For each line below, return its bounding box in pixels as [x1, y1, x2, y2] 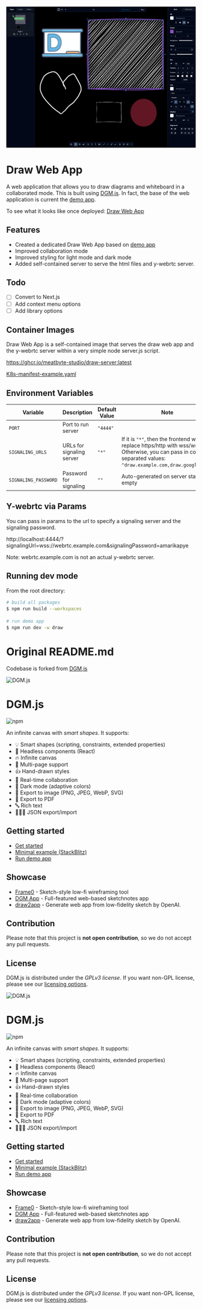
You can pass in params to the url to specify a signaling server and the [6, 517, 182, 524]
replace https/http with [121, 442, 178, 449]
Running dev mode [6, 571, 78, 581]
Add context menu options [14, 300, 81, 308]
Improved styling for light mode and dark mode [14, 253, 132, 261]
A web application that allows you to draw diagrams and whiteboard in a [6, 183, 185, 190]
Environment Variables [6, 388, 94, 398]
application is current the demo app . [6, 196, 96, 203]
